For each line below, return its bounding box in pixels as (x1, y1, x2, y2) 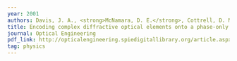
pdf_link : (7, 36, 37, 43)
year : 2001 (7, 10, 39, 18)
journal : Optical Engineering (7, 29, 97, 37)
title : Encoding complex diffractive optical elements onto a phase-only (7, 23, 229, 30)
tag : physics (7, 43, 46, 50)
